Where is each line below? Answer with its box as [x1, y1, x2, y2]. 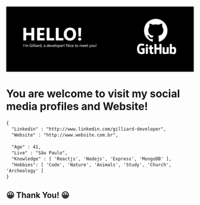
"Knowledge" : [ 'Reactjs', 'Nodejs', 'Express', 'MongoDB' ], [11, 156, 171, 162]
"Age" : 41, [11, 144, 42, 150]
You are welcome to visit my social [6, 87, 180, 101]
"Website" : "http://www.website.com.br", [11, 132, 118, 138]
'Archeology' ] [6, 168, 44, 174]
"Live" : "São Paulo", [11, 150, 68, 156]
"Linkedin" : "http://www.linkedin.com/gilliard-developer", [11, 126, 167, 132]
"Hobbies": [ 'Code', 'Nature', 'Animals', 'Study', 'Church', [11, 162, 171, 168]
